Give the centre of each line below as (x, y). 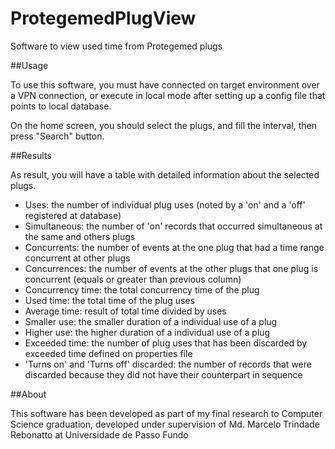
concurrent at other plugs (77, 258)
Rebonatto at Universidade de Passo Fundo (99, 434)
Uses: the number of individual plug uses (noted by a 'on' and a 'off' (165, 204)
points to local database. (61, 106)
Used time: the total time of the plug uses (110, 300)
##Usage (29, 65)
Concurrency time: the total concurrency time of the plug (142, 289)
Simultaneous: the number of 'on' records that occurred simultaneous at (173, 226)
